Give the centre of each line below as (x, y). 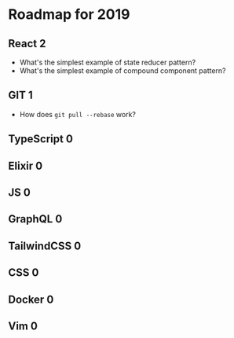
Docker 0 (31, 299)
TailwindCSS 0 (45, 246)
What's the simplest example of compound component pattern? (122, 71)
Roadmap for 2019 (69, 15)
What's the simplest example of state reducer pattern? (108, 62)
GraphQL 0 (35, 219)
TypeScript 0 (40, 139)
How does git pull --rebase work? (77, 114)
